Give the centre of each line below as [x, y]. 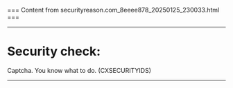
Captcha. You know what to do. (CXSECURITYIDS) [79, 70]
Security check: [54, 52]
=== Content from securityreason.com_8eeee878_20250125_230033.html [113, 10]
